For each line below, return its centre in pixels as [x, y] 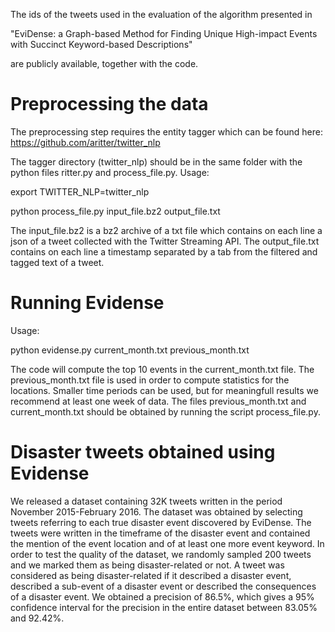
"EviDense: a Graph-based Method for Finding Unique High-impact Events [164, 33]
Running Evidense [87, 303]
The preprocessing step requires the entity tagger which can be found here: [166, 131]
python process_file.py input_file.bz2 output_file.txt [115, 211]
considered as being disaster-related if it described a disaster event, [151, 575]
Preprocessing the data [109, 104]
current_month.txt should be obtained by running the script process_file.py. [165, 411]
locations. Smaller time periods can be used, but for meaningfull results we [164, 390]
